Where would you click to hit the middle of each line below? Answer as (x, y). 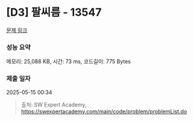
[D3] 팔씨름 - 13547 (54, 12)
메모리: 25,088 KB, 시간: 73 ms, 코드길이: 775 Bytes (68, 61)
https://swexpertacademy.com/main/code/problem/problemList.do (104, 111)
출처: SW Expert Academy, (54, 104)
